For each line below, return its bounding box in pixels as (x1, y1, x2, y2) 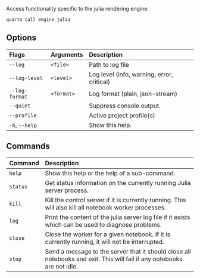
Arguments (50, 50, 83, 58)
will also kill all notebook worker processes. (45, 203, 166, 211)
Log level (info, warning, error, (89, 70, 174, 78)
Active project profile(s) (89, 111, 156, 119)
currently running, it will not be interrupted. (45, 237, 165, 246)
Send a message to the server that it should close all (45, 247, 191, 255)
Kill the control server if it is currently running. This (45, 196, 186, 204)
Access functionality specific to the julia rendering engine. (6, 5, 149, 12)
